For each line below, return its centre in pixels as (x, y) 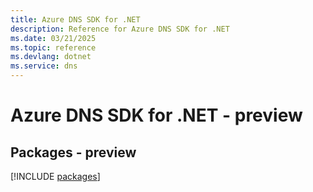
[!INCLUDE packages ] (55, 176)
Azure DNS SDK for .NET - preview (156, 115)
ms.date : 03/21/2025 (53, 38)
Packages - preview (73, 152)
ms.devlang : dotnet (51, 57)
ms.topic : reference (53, 47)
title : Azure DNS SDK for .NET (75, 19)
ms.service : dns (44, 66)
